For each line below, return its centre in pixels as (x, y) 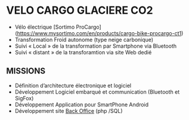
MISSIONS (26, 71)
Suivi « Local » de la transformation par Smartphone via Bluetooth (96, 46)
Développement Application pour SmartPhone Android (82, 104)
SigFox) (24, 98)
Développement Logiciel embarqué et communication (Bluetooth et (97, 92)
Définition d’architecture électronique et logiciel (73, 85)
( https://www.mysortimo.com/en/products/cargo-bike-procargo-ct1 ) (99, 33)
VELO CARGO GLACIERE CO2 (80, 10)
